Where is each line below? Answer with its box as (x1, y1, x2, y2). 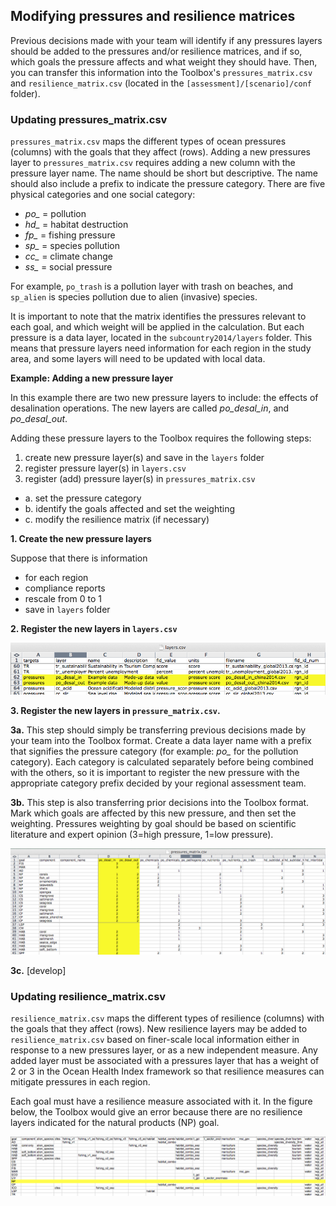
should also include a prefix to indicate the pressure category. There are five (10, 178, 326, 190)
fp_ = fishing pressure (24, 229, 116, 241)
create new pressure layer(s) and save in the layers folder (24, 452, 265, 464)
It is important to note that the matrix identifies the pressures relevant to (10, 310, 307, 323)
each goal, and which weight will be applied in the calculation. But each (10, 321, 305, 333)
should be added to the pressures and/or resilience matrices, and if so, (10, 45, 303, 57)
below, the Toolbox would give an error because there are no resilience (10, 1106, 303, 1118)
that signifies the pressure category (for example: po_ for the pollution (10, 745, 299, 757)
